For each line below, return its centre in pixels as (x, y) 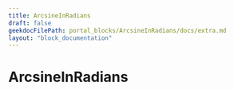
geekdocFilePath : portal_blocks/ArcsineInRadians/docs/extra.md (117, 30)
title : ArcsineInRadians (50, 16)
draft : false (30, 23)
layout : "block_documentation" (60, 38)
